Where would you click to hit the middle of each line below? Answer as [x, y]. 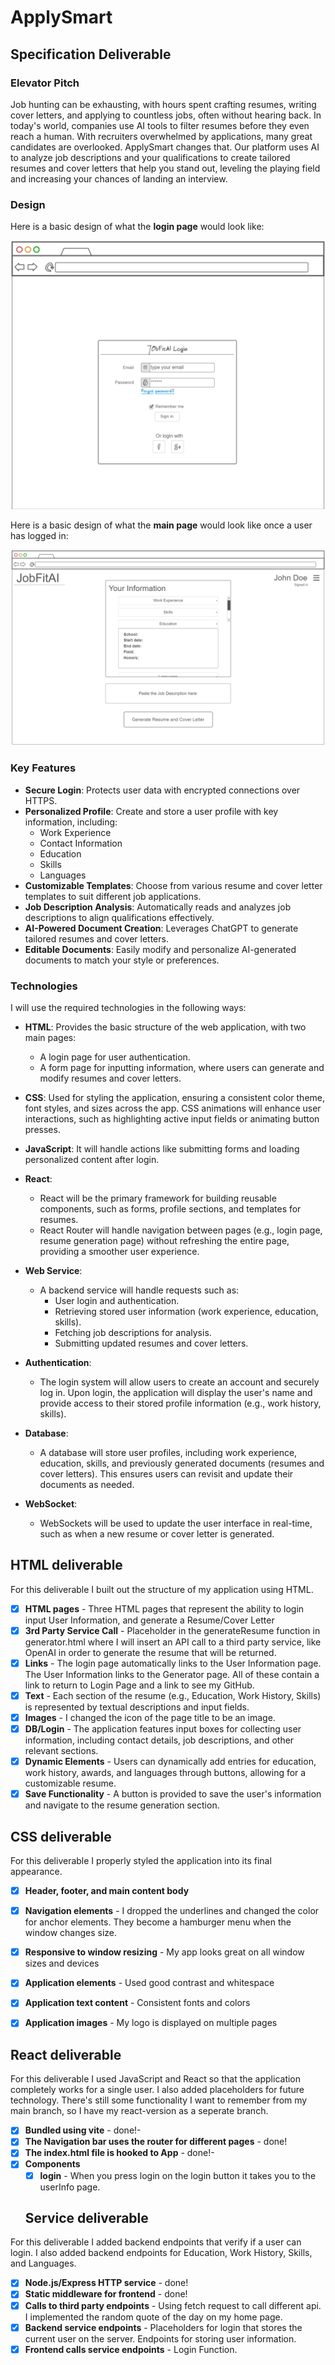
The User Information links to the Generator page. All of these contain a [172, 1674]
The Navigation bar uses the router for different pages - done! [156, 2142]
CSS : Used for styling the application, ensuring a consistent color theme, [175, 1097]
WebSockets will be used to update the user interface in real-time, [176, 1523]
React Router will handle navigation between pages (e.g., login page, [181, 1230]
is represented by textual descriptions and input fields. [137, 1707]
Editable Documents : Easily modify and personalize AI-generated [160, 949]
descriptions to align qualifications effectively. [119, 917]
